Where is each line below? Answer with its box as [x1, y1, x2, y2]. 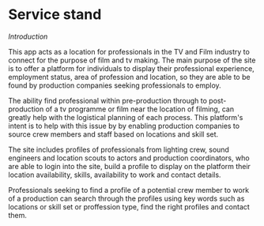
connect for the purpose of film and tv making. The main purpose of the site [8, 55, 256, 65]
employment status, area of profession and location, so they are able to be [8, 72, 251, 81]
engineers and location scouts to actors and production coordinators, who [8, 153, 251, 163]
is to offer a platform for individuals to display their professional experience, [8, 63, 255, 73]
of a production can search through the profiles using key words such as [8, 194, 245, 203]
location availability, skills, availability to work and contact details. [8, 170, 221, 179]
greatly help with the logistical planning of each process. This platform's [8, 112, 243, 122]
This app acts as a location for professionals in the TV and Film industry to [8, 47, 251, 56]
